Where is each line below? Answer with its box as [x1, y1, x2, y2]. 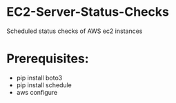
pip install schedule [16, 80, 72, 89]
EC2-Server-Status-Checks [6, 4, 170, 20]
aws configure [16, 88, 58, 96]
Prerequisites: [6, 51, 89, 67]
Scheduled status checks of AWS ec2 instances [6, 27, 143, 35]
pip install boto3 [16, 73, 63, 82]
